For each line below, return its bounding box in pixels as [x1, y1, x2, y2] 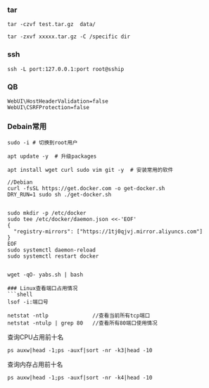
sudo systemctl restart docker [7, 253, 99, 260]
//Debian [7, 179, 33, 186]
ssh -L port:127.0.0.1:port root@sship [7, 65, 125, 73]
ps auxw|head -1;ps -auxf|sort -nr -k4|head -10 [7, 375, 153, 382]
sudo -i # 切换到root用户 [7, 139, 78, 146]
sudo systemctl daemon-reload [7, 246, 96, 254]
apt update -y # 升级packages [7, 153, 97, 160]
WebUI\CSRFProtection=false [7, 104, 90, 111]
